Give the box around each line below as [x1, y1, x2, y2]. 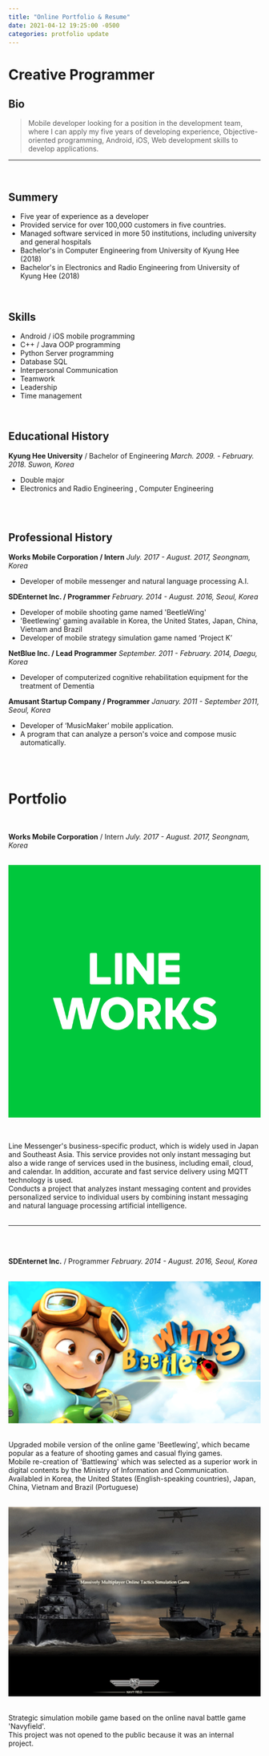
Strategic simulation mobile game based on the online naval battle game [8, 1713, 247, 1722]
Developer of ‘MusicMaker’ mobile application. [19, 720, 174, 730]
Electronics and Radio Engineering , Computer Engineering [19, 484, 214, 493]
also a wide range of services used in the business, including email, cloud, [8, 1158, 254, 1167]
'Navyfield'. [8, 1721, 46, 1731]
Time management [19, 391, 82, 400]
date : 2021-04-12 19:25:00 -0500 [8, 21, 120, 30]
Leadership [19, 382, 58, 392]
